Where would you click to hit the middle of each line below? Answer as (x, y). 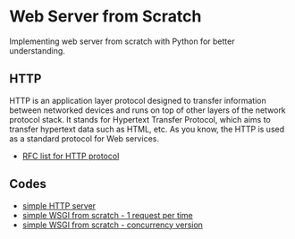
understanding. (37, 50)
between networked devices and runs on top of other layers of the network (147, 110)
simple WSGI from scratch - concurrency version (113, 225)
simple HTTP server (59, 205)
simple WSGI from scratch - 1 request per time (108, 215)
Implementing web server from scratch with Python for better (122, 41)
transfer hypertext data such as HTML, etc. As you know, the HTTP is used (147, 129)
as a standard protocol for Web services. (84, 138)
